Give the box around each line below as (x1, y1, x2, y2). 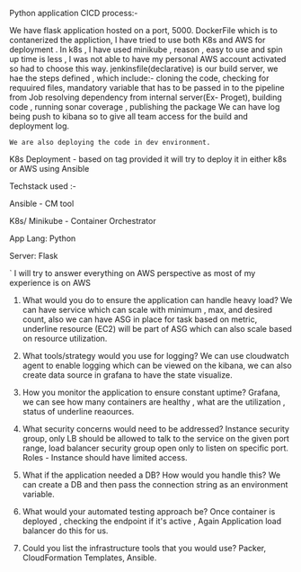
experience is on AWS (9, 278, 92, 288)
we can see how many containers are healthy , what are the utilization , (22, 397, 286, 407)
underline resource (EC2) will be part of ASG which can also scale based (22, 324, 292, 334)
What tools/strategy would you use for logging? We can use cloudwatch (22, 351, 289, 361)
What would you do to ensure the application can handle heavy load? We (22, 295, 293, 305)
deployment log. (9, 121, 70, 131)
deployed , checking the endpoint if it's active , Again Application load (22, 516, 281, 526)
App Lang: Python (9, 233, 76, 244)
